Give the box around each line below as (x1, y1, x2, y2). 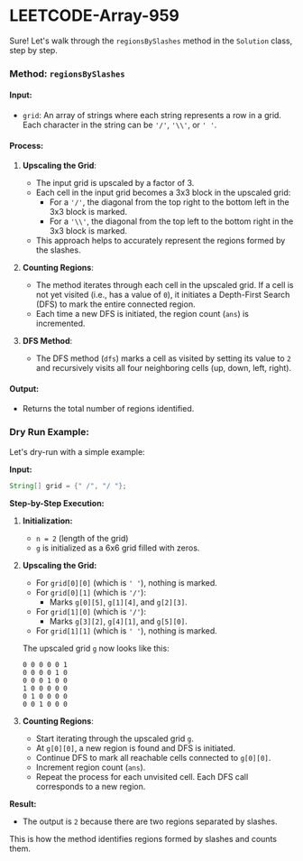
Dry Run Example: (9, 426, 90, 439)
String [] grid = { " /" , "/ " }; (9, 481, 127, 490)
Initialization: (22, 515, 73, 526)
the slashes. (35, 245, 81, 255)
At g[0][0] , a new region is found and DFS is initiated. (35, 742, 236, 754)
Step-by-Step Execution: (9, 497, 106, 508)
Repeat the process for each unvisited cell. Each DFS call (35, 771, 249, 782)
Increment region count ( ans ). (35, 762, 146, 773)
